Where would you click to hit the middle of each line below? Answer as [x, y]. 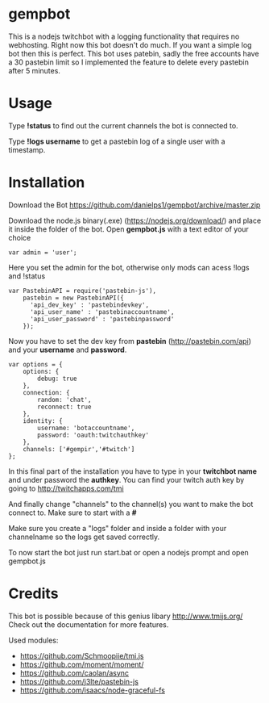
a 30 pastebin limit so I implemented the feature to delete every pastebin [129, 62]
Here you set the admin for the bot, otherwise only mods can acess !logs [129, 267]
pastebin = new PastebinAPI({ [74, 298]
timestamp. [27, 149]
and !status [27, 276]
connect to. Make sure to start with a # [72, 513]
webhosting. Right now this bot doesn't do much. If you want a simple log [130, 44]
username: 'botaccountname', [86, 428]
